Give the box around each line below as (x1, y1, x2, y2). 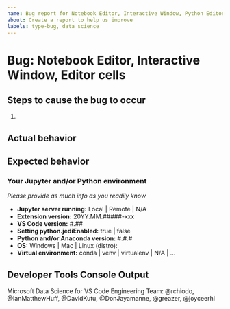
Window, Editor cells (7, 67, 126, 82)
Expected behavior (7, 156, 90, 168)
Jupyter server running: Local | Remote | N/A (16, 205, 147, 214)
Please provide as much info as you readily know (7, 192, 146, 200)
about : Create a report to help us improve (7, 16, 133, 23)
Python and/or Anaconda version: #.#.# (16, 234, 133, 242)
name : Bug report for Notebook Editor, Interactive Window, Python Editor (7, 10, 225, 17)
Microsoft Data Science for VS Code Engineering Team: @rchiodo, (7, 287, 194, 295)
